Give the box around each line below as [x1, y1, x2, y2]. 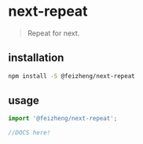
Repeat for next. [27, 28, 80, 38]
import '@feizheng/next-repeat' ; [8, 115, 118, 123]
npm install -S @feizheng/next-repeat [8, 72, 135, 80]
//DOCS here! [8, 129, 51, 137]
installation [8, 51, 64, 65]
